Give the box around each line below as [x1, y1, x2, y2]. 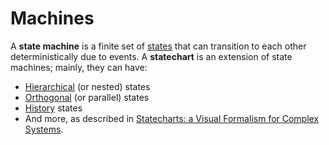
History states [24, 102, 83, 114]
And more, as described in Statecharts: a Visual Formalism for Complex [24, 112, 320, 124]
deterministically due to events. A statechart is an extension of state [10, 50, 293, 62]
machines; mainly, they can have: [10, 61, 148, 73]
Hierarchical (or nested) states [24, 80, 151, 92]
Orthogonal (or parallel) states [24, 91, 150, 103]
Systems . [24, 123, 64, 135]
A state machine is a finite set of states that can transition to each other [10, 40, 307, 52]
